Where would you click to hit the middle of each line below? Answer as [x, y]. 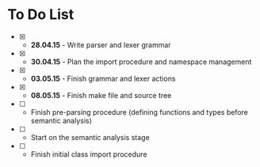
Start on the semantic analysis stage [90, 137]
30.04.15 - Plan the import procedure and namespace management [141, 62]
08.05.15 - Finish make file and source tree [101, 95]
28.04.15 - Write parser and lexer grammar [101, 44]
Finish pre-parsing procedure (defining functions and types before [140, 112]
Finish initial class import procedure [89, 154]
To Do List [41, 15]
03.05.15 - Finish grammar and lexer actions [103, 78]
